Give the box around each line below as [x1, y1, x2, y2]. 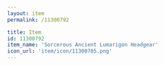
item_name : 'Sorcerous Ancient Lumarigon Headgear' [7, 42, 158, 49]
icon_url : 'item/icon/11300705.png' [7, 48, 112, 55]
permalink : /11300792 [7, 16, 70, 23]
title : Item [7, 29, 41, 36]
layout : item [7, 10, 45, 17]
